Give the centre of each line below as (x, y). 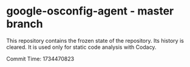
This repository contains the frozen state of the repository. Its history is (95, 40)
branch (25, 24)
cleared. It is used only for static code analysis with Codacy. (81, 47)
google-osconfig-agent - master (90, 11)
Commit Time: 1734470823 (40, 59)
